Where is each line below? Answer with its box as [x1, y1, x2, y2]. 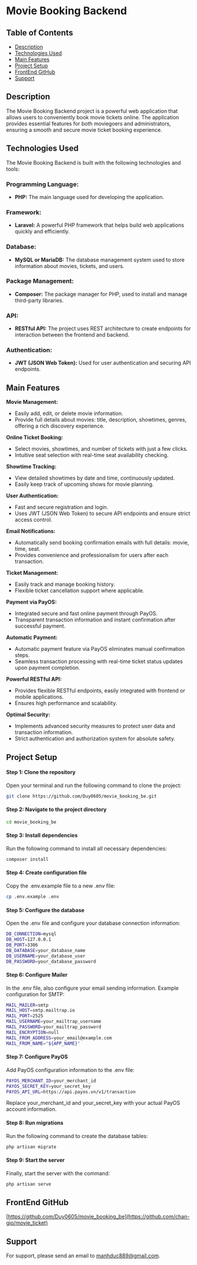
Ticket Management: [6, 569, 58, 576]
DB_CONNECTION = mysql [6, 931, 57, 937]
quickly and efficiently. [14, 228, 70, 235]
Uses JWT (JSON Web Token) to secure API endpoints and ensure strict [14, 510, 191, 517]
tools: [6, 165, 20, 172]
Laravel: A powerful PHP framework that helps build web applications [14, 221, 185, 229]
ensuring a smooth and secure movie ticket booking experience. [6, 126, 162, 133]
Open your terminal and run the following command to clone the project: [6, 781, 182, 789]
